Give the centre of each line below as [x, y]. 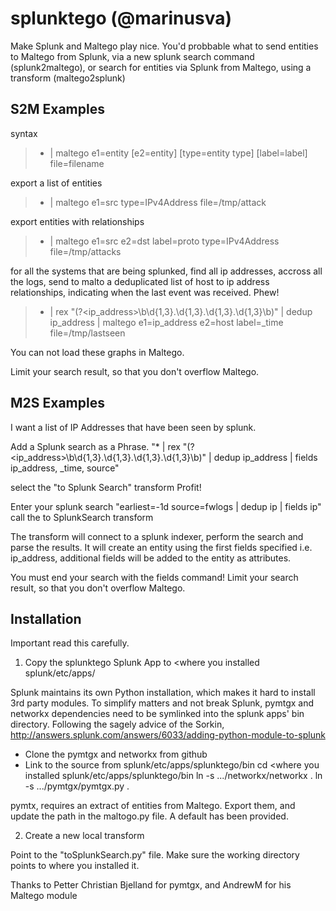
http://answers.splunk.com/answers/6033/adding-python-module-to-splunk [168, 735]
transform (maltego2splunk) [68, 78]
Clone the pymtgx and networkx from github [116, 754]
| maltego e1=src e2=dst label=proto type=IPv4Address [164, 241]
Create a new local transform [84, 836]
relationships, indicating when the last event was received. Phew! [145, 292]
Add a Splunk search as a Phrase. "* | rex [95, 446]
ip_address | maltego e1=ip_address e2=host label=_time [166, 322]
